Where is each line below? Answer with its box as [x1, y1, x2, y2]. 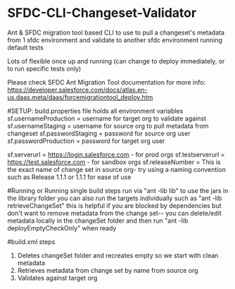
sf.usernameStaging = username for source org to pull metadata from [7, 121, 209, 130]
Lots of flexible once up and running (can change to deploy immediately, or [7, 56, 225, 65]
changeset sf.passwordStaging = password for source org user [7, 129, 191, 137]
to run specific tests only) [7, 64, 82, 73]
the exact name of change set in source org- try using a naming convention [7, 165, 227, 173]
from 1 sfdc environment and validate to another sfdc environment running [7, 35, 223, 44]
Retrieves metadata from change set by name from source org [17, 266, 198, 274]
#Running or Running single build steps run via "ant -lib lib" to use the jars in [7, 186, 229, 195]
